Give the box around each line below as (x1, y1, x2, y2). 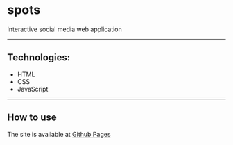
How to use (7, 112, 57, 123)
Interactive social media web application (7, 25, 123, 33)
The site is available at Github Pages (7, 130, 111, 138)
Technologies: (7, 51, 71, 64)
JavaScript (17, 85, 49, 93)
